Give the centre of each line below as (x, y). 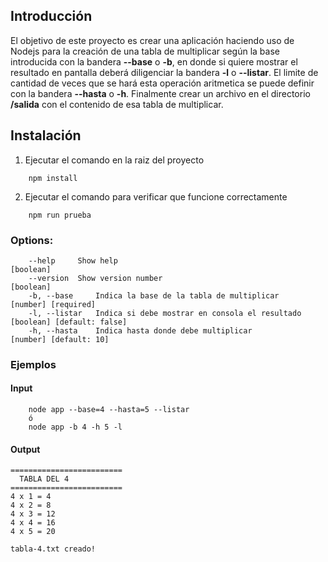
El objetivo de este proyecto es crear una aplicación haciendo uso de (152, 40)
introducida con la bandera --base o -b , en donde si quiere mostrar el (154, 61)
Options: (32, 240)
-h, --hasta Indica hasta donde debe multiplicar (140, 330)
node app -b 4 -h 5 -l (75, 427)
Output (25, 449)
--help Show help (73, 260)
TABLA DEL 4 (44, 479)
